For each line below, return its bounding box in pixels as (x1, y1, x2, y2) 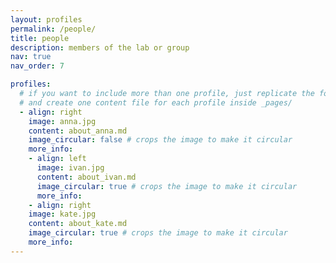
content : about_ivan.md (36, 172, 137, 182)
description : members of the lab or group (10, 42, 190, 53)
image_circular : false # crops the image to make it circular (28, 135, 293, 145)
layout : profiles (10, 14, 83, 25)
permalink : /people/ (10, 24, 97, 34)
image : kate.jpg (28, 209, 97, 220)
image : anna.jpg (28, 116, 97, 126)
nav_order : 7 (10, 61, 65, 71)
